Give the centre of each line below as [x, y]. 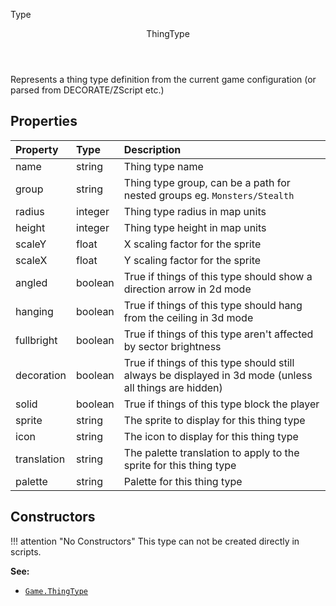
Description [152, 149]
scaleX [31, 260]
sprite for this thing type [180, 465]
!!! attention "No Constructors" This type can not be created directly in [155, 541]
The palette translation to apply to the [211, 452]
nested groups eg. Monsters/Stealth [209, 195]
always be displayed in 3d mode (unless [218, 375]
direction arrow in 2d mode [187, 289]
